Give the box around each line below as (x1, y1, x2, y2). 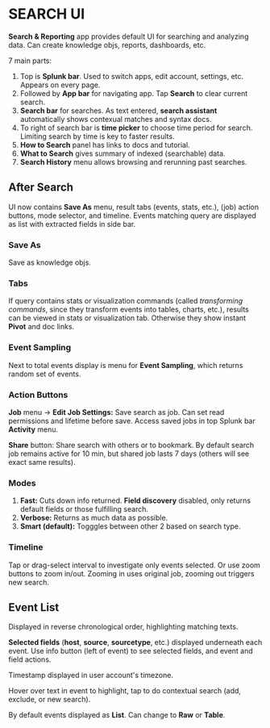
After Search (8, 181, 74, 195)
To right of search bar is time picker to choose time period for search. (19, 123, 253, 132)
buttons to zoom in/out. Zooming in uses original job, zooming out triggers (8, 568, 255, 578)
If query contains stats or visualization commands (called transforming (8, 296, 243, 306)
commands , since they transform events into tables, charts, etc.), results (8, 304, 250, 315)
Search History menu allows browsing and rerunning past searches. (19, 157, 247, 166)
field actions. (8, 655, 52, 664)
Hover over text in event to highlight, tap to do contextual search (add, (8, 686, 242, 696)
